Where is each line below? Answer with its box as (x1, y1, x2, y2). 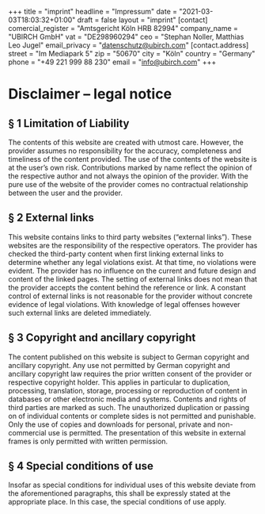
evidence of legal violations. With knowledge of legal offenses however (8, 299, 240, 309)
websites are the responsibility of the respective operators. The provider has (8, 240, 258, 250)
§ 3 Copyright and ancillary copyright (8, 331, 196, 344)
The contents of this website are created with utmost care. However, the (8, 138, 244, 147)
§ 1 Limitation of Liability (8, 117, 130, 130)
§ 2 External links (8, 211, 95, 224)
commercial (8, 428, 47, 437)
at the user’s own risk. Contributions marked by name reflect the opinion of (8, 163, 253, 172)
